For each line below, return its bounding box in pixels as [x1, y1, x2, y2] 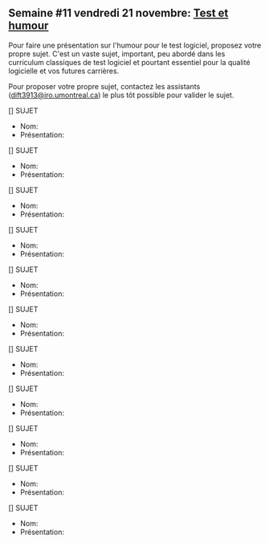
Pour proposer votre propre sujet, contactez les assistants [8, 81, 201, 91]
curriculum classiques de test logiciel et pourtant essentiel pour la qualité [8, 57, 251, 67]
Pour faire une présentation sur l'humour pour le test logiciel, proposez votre [8, 40, 262, 50]
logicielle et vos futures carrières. [8, 66, 120, 76]
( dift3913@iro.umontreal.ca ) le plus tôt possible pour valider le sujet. [8, 90, 234, 100]
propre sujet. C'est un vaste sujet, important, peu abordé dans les [8, 48, 226, 59]
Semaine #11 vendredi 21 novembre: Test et [8, 6, 229, 20]
